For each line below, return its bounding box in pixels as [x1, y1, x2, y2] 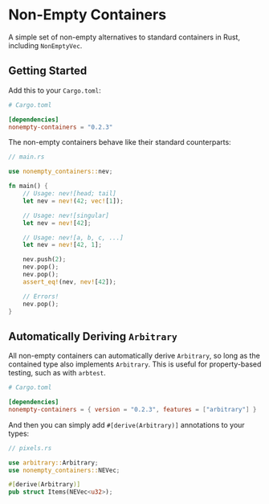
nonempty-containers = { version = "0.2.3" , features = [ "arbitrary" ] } [8, 405, 257, 413]
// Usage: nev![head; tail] [22, 190, 116, 198]
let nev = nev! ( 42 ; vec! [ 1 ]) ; [22, 197, 124, 205]
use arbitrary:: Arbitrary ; [8, 458, 99, 467]
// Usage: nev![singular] [22, 211, 110, 219]
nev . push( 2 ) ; [22, 256, 67, 264]
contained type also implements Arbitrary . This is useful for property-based [8, 359, 262, 369]
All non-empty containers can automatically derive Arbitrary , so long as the [8, 351, 261, 361]
